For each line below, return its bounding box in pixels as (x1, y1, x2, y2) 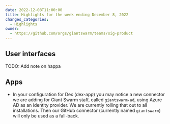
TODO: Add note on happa (5, 63, 61, 69)
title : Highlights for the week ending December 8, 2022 (5, 12, 129, 17)
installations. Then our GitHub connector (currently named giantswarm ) (12, 107, 161, 113)
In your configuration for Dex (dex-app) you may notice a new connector (12, 91, 165, 97)
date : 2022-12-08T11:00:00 (5, 7, 63, 13)
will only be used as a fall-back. (12, 112, 79, 119)
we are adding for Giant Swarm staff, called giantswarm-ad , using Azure (12, 97, 162, 103)
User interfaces (5, 50, 56, 58)
